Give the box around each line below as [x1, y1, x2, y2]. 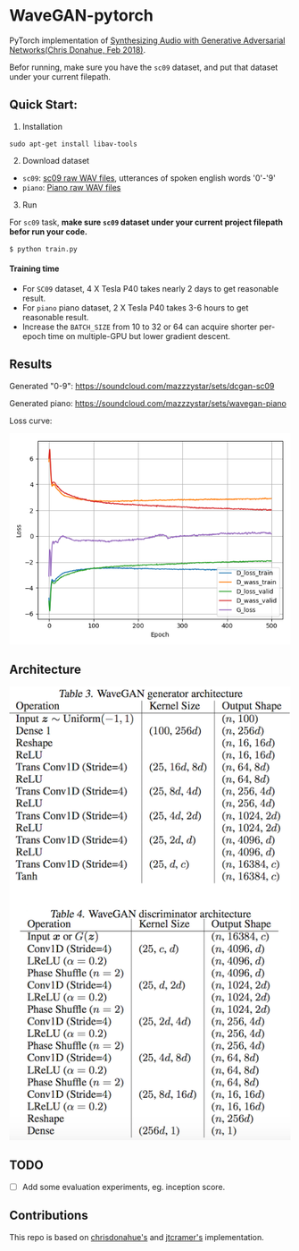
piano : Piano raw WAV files [21, 182, 121, 192]
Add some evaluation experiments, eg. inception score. [21, 1181, 226, 1192]
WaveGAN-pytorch [9, 5, 154, 26]
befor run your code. [9, 226, 87, 237]
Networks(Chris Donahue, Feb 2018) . [9, 44, 145, 55]
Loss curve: [9, 415, 53, 426]
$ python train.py [9, 244, 78, 253]
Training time [9, 263, 60, 274]
